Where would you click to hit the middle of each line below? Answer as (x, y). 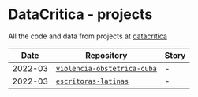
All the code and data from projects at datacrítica (88, 36)
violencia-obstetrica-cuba (106, 68)
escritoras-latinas (92, 81)
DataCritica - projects (80, 14)
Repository (106, 55)
